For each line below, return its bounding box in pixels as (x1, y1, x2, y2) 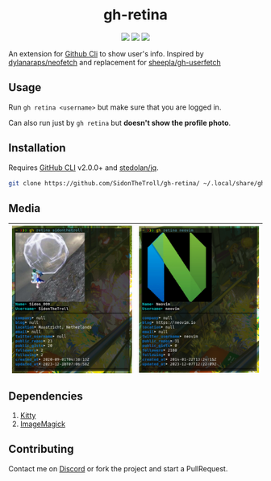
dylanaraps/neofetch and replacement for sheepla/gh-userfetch (8, 57, 222, 67)
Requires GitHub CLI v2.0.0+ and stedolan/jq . (8, 163, 159, 172)
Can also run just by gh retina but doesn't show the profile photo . (8, 118, 231, 127)
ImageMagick (19, 419, 66, 429)
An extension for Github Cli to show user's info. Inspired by (8, 48, 204, 58)
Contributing (8, 442, 74, 456)
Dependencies (8, 389, 83, 403)
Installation (8, 141, 66, 155)
